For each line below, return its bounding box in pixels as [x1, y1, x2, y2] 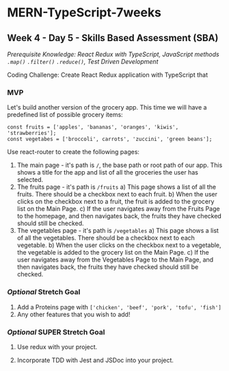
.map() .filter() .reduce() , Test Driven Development [7, 57, 159, 66]
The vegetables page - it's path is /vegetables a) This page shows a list [16, 227, 219, 235]
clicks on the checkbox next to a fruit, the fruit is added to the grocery [16, 197, 215, 206]
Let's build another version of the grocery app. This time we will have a [7, 103, 207, 112]
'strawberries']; [7, 130, 57, 137]
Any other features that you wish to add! [16, 310, 131, 318]
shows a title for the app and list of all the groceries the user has [16, 168, 198, 177]
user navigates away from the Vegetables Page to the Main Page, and [16, 255, 214, 264]
